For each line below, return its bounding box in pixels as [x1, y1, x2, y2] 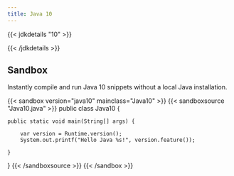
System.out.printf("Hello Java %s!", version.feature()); [20, 136, 196, 144]
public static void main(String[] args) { [7, 118, 135, 125]
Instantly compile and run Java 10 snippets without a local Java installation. [7, 83, 228, 92]
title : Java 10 [7, 10, 53, 18]
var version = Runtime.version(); [20, 131, 122, 138]
